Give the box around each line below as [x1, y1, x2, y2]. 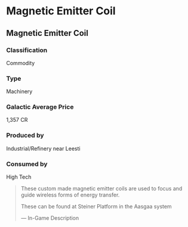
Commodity [6, 59, 35, 66]
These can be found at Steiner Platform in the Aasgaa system [20, 203, 172, 210]
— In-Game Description [20, 214, 79, 222]
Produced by [6, 131, 44, 140]
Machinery [6, 88, 33, 95]
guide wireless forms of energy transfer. [20, 191, 120, 198]
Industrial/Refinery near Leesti [6, 145, 81, 152]
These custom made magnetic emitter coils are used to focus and [20, 185, 183, 192]
